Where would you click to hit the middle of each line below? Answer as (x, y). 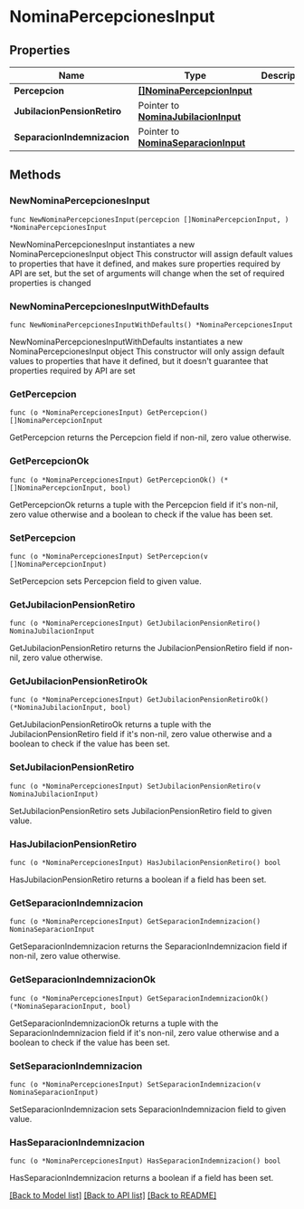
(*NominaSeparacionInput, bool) (70, 1006)
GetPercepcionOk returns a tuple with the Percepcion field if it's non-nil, (144, 504)
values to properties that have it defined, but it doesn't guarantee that (139, 360)
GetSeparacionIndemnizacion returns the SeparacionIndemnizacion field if (148, 946)
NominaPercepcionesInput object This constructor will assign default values (152, 254)
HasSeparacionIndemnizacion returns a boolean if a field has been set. (142, 1178)
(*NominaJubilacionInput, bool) (70, 708)
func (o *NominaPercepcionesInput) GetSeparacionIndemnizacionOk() (139, 998)
